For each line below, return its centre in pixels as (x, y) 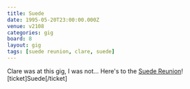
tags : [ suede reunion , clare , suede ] (61, 52)
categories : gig (30, 33)
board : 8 (20, 39)
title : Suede (26, 13)
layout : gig (24, 45)
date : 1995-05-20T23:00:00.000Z (53, 20)
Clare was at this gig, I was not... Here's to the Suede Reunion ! (95, 71)
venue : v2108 (26, 26)
